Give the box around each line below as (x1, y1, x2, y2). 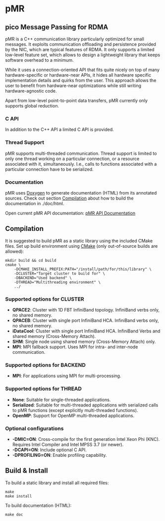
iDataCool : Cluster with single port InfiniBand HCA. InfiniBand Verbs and (12, 328, 161, 334)
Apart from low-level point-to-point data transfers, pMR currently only (5, 98, 148, 104)
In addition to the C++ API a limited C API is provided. (5, 126, 114, 132)
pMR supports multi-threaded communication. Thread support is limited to (5, 150, 157, 156)
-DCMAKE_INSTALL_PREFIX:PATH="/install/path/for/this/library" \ (14, 267, 152, 272)
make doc (5, 512, 23, 517)
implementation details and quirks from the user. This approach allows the (5, 78, 157, 83)
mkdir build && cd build (5, 258, 56, 263)
